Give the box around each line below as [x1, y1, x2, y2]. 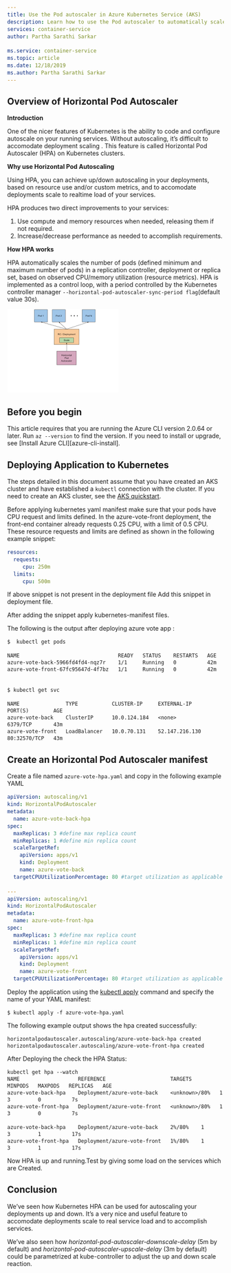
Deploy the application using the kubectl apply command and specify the [7, 988, 214, 996]
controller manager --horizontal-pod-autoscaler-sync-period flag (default [7, 288, 221, 296]
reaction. [7, 1259, 32, 1267]
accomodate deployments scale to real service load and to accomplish [7, 1216, 208, 1225]
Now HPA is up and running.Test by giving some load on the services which [7, 1157, 221, 1165]
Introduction [7, 114, 43, 122]
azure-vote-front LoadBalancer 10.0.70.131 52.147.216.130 [7, 728, 201, 735]
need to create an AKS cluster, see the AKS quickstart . [7, 492, 162, 500]
